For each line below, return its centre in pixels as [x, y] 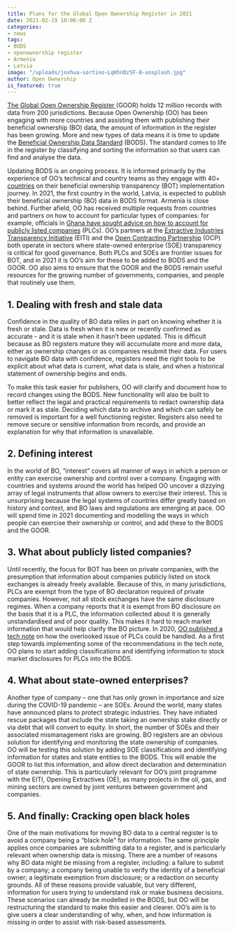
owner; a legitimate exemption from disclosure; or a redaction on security [113, 878]
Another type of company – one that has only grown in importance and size [116, 697]
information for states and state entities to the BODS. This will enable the [112, 756]
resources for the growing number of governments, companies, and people [116, 275]
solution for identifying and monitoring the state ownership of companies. [113, 742]
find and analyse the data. [45, 158]
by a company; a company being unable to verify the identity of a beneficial [116, 870]
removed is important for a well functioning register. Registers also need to [115, 417]
